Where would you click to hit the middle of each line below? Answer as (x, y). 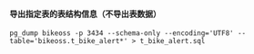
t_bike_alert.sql (173, 41)
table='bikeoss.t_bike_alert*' (69, 41)
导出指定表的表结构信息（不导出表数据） (85, 13)
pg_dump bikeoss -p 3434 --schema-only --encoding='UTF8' (122, 33)
